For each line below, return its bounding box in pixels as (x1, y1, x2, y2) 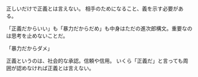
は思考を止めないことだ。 (6, 32, 69, 39)
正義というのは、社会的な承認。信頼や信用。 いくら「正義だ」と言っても (6, 58, 183, 64)
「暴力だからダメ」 (6, 45, 53, 52)
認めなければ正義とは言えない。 (16, 65, 95, 72)
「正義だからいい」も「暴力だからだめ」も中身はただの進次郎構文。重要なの (6, 25, 193, 32)
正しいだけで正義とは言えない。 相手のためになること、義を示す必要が (6, 5, 178, 12)
